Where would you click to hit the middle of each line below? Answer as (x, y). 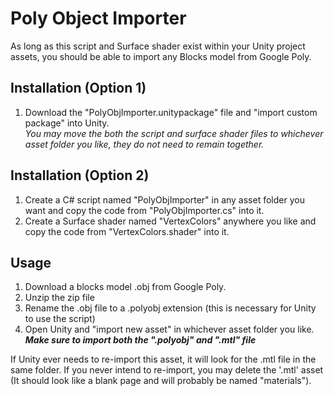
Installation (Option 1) (78, 88)
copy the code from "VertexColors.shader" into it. (127, 231)
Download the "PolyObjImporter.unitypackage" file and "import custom (171, 112)
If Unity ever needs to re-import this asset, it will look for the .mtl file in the (163, 359)
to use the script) (60, 319)
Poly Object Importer (98, 18)
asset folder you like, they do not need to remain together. (144, 144)
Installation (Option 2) (80, 175)
